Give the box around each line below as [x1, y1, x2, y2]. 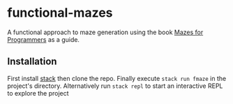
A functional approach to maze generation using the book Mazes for [7, 28, 204, 36]
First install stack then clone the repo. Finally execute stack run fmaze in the [7, 74, 227, 82]
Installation [7, 56, 57, 68]
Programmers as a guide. [7, 35, 80, 43]
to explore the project [7, 89, 69, 97]
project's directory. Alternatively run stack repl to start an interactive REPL [7, 82, 223, 90]
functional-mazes [7, 5, 113, 21]
